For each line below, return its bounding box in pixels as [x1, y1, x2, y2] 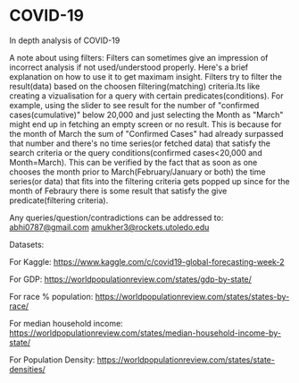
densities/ [9, 363, 46, 374]
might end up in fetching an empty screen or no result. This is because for [9, 118, 282, 130]
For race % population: [9, 291, 94, 302]
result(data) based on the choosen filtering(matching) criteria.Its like [9, 81, 261, 91]
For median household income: [9, 318, 123, 328]
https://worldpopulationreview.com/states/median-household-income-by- [9, 328, 281, 338]
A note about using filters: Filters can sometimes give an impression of [9, 52, 269, 63]
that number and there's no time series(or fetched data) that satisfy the [9, 138, 270, 149]
